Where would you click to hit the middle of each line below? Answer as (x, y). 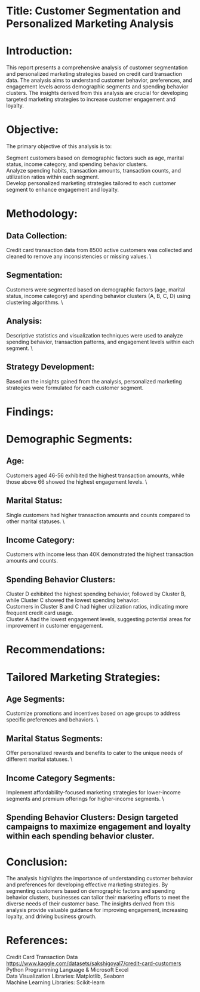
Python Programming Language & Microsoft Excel (67, 970)
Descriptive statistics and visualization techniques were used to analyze (95, 335)
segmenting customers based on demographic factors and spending (90, 891)
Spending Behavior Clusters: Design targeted (92, 817)
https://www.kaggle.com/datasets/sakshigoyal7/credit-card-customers (94, 963)
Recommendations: (56, 650)
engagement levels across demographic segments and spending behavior (97, 87)
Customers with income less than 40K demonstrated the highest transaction (100, 554)
